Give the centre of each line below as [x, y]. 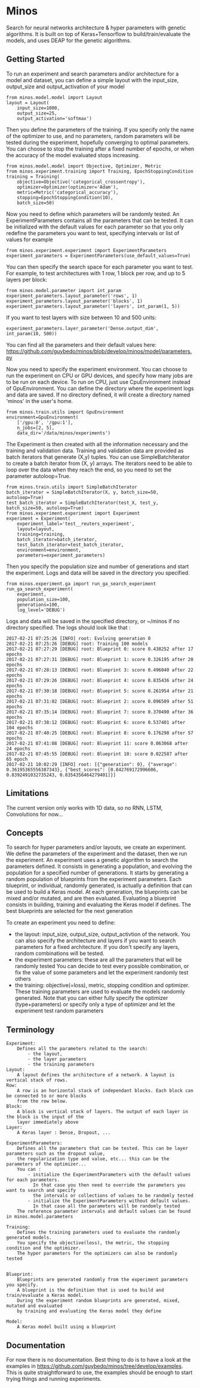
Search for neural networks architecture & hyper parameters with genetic [96, 28]
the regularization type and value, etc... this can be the [93, 1159]
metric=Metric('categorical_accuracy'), [68, 192]
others [23, 979]
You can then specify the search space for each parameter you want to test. [100, 267]
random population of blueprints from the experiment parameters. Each [94, 879]
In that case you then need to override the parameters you [109, 1185]
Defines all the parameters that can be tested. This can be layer [102, 1149]
